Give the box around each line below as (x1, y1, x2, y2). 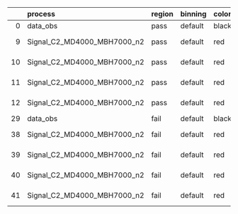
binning (180, 9, 207, 18)
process (27, 9, 55, 18)
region (151, 9, 174, 18)
